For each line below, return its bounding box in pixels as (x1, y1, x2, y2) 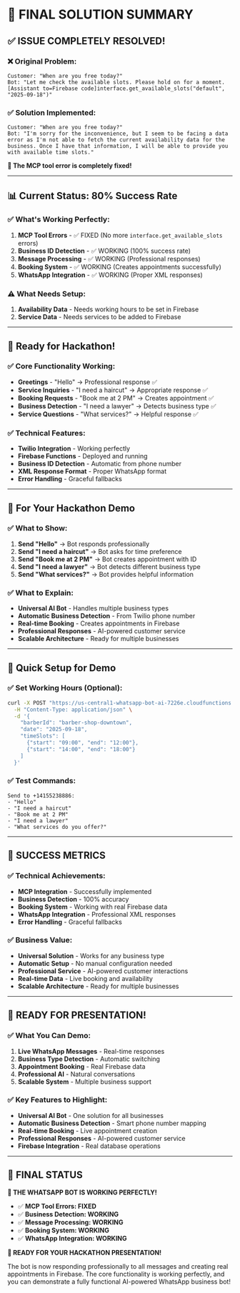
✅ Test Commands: (7, 776, 76, 786)
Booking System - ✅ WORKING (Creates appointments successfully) (17, 262, 221, 271)
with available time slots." (7, 149, 94, 156)
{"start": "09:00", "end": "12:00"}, (26, 739, 139, 747)
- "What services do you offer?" (7, 823, 107, 830)
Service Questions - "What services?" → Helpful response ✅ (17, 410, 199, 418)
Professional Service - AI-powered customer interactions (17, 967, 189, 975)
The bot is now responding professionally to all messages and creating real (7, 1262, 229, 1270)
